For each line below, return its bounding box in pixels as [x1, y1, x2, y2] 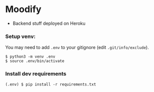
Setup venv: [5, 33, 36, 40]
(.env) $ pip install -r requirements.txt [5, 82, 96, 87]
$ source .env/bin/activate [5, 59, 65, 64]
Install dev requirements [5, 70, 67, 77]
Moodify [5, 4, 42, 15]
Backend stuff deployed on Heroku [12, 20, 86, 26]
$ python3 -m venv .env [5, 54, 56, 59]
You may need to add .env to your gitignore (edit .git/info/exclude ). [5, 44, 149, 51]
